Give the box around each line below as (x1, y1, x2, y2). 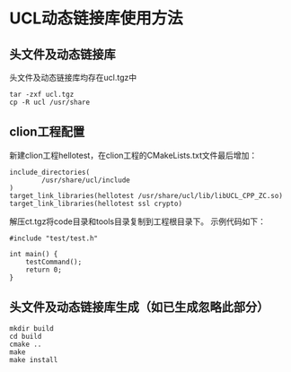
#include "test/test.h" (9, 234, 99, 243)
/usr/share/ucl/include (41, 176, 130, 185)
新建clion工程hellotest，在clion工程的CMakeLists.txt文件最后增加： (9, 150, 258, 160)
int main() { (9, 249, 58, 258)
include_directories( (9, 168, 91, 177)
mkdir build (9, 324, 54, 333)
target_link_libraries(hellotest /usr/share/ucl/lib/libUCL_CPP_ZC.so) (9, 191, 283, 200)
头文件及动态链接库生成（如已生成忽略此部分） (9, 299, 269, 315)
